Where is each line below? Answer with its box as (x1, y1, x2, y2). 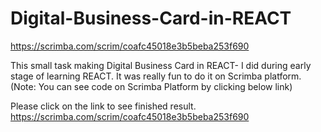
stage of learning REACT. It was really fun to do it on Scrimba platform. (10, 70, 302, 82)
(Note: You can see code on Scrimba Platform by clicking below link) (10, 80, 293, 92)
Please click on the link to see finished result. (10, 100, 197, 112)
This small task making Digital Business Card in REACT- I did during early (10, 59, 312, 71)
